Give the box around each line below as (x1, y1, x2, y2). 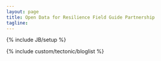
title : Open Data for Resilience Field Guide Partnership (6, 14, 155, 20)
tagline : (6, 20, 28, 26)
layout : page (6, 8, 39, 15)
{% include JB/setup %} (6, 36, 66, 44)
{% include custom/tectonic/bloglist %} (6, 48, 104, 55)
